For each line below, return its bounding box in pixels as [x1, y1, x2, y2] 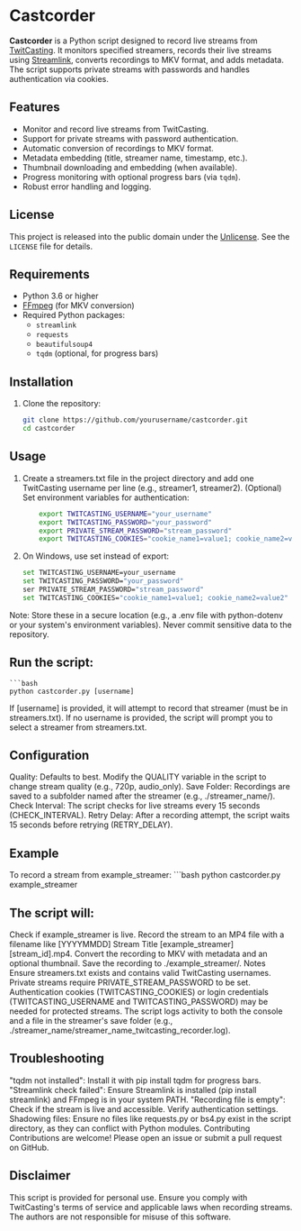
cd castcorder [22, 424, 75, 433]
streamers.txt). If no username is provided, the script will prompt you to [9, 712, 273, 723]
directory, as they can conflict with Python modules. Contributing [9, 1123, 251, 1134]
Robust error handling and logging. [22, 181, 152, 192]
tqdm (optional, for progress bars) [35, 348, 159, 359]
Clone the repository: [22, 398, 102, 409]
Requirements [9, 267, 90, 282]
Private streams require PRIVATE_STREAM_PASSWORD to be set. [9, 977, 252, 988]
